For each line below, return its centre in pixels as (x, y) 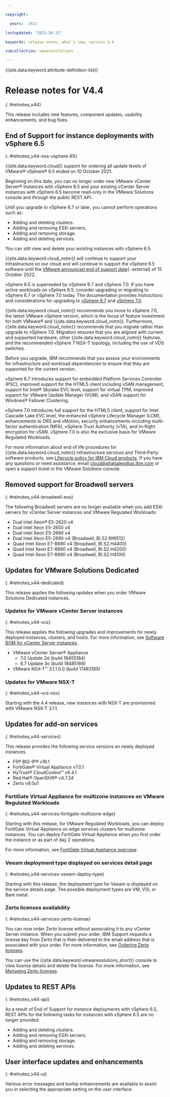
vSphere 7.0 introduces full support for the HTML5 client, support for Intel (82, 410)
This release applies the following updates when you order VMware (75, 592)
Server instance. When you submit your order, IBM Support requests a (78, 934)
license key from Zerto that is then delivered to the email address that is (80, 939)
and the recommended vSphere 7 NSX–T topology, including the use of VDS (85, 343)
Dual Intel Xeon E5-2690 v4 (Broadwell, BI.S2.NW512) (69, 538)
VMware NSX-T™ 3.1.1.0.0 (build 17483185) (56, 668)
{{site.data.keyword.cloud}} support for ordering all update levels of (76, 166)
